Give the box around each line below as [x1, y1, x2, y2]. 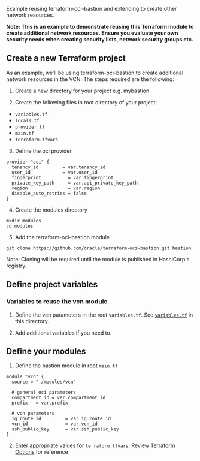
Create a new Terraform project [6, 53, 126, 64]
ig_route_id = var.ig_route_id [11, 416, 111, 422]
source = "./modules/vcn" [11, 379, 77, 385]
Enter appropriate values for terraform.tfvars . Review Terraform [14, 442, 175, 449]
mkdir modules [6, 218, 42, 224]
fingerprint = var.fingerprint [11, 174, 114, 180]
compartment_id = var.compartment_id [11, 395, 106, 401]
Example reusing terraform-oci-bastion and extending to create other [6, 5, 177, 12]
